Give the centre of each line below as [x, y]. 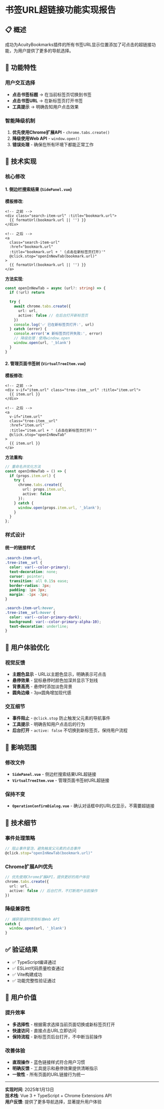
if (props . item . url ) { [32, 476]
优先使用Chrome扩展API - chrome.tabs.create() [61, 132]
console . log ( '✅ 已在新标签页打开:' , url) [54, 324]
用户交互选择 [20, 83]
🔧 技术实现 [21, 162]
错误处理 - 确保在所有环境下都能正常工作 [53, 144]
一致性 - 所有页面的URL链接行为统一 [49, 1074]
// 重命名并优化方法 [23, 467]
